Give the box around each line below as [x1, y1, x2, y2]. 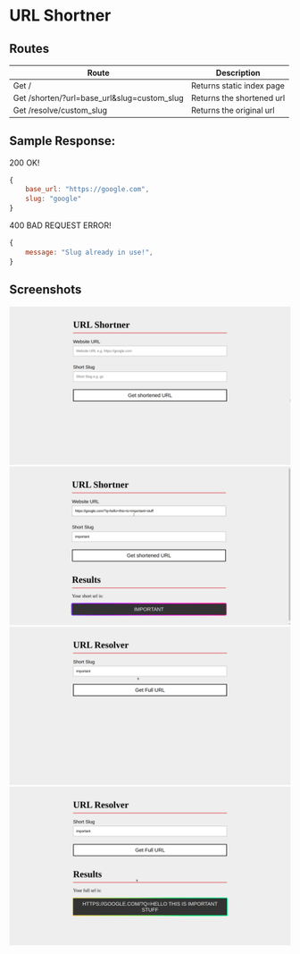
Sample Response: [9, 133, 116, 148]
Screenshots [9, 283, 82, 298]
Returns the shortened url [191, 93, 286, 103]
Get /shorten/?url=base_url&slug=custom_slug [12, 93, 185, 103]
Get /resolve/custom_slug [12, 105, 108, 116]
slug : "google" [25, 194, 82, 204]
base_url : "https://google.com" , [25, 185, 150, 194]
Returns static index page [191, 80, 286, 90]
